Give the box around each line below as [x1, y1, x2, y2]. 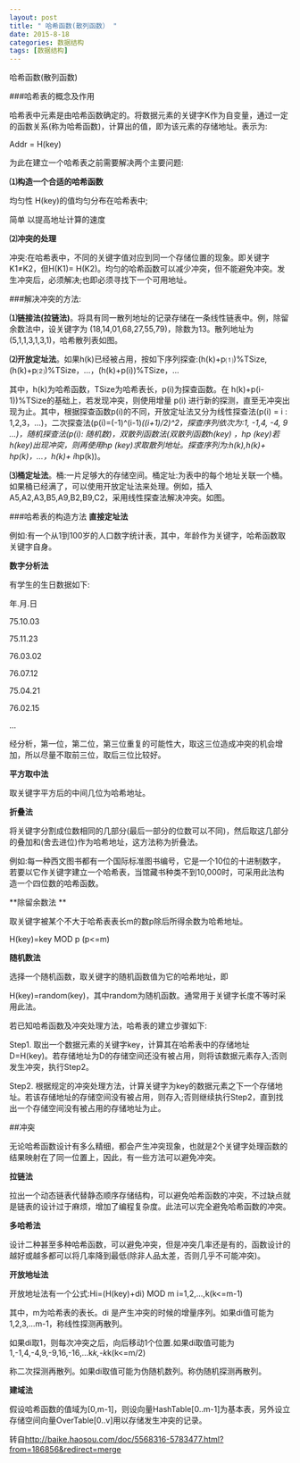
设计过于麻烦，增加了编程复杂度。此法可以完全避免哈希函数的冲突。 [39, 1201, 291, 1212]
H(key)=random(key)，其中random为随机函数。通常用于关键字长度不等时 [9, 991, 279, 1001]
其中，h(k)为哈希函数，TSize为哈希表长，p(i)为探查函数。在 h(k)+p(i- [9, 384, 265, 395]
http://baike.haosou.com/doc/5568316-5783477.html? [25, 1434, 224, 1445]
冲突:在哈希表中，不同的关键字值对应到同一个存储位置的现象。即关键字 [9, 252, 271, 263]
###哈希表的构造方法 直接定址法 [9, 511, 129, 522]
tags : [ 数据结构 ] [9, 46, 69, 55]
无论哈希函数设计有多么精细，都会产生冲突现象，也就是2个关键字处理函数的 [9, 1141, 288, 1152]
